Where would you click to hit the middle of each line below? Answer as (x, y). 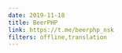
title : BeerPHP (33, 23)
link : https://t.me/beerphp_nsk (61, 30)
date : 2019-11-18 (37, 15)
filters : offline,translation (58, 37)
